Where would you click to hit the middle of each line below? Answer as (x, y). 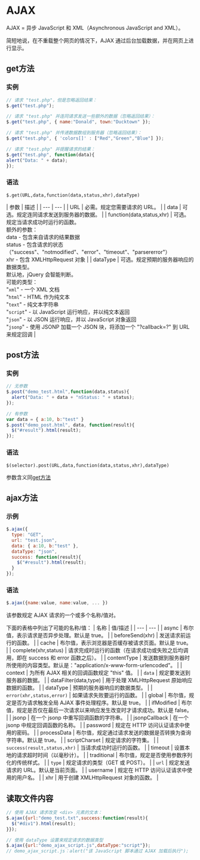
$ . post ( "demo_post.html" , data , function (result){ (70, 425)
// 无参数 (17, 386)
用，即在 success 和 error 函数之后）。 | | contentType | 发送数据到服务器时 (98, 658)
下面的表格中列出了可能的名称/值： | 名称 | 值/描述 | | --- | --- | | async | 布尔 (100, 628)
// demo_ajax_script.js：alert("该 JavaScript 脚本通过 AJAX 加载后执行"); (98, 851)
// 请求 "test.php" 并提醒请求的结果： (51, 149)
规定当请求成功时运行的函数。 (43, 222)
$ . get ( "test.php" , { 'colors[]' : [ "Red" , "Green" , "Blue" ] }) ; (85, 138)
